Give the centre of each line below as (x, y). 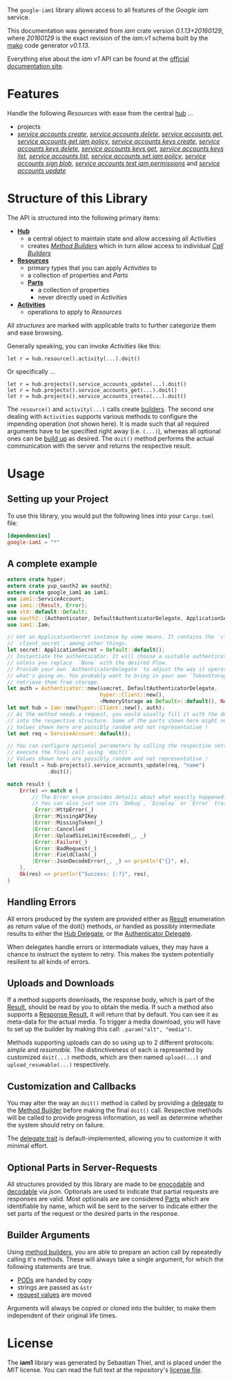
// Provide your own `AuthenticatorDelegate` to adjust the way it (106, 669)
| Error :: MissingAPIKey (65, 816)
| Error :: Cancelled (58, 829)
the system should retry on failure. (56, 1125)
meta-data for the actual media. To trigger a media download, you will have (114, 1022)
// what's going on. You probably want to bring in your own (97, 676)
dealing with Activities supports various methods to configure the (103, 416)
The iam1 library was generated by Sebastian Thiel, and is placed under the (115, 1362)
